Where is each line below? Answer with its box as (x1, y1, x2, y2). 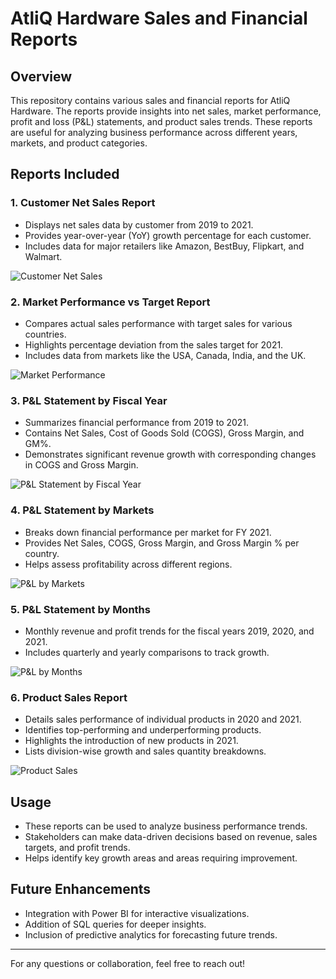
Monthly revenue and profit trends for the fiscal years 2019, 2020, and (24, 625, 315, 637)
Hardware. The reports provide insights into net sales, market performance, (10, 105, 322, 117)
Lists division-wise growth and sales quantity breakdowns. (24, 745, 267, 757)
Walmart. (24, 250, 63, 262)
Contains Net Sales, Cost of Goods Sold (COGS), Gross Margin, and (24, 427, 305, 439)
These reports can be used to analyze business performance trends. (24, 820, 308, 832)
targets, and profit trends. (24, 841, 131, 853)
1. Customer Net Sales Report (10, 196, 156, 210)
